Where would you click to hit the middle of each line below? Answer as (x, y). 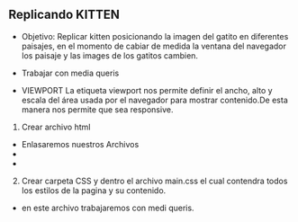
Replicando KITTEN (64, 15)
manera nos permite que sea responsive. (97, 109)
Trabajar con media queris (70, 73)
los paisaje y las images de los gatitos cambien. (110, 55)
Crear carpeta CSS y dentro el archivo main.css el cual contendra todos (154, 181)
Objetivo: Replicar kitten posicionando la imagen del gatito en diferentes (155, 36)
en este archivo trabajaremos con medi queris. (108, 208)
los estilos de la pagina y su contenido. (94, 190)
